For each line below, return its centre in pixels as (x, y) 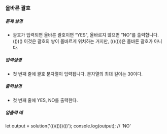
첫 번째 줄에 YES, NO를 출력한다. (45, 100)
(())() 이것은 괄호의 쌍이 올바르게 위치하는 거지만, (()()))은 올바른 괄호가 (83, 41)
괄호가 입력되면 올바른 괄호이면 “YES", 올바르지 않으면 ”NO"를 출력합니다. (86, 35)
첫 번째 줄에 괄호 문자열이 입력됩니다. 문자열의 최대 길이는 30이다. (78, 74)
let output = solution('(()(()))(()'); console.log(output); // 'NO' (68, 126)
